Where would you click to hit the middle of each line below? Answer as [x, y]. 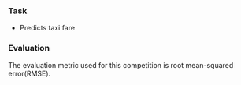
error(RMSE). [30, 73]
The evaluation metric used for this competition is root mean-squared [121, 65]
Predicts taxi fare [47, 28]
